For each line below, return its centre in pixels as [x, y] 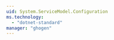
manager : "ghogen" [29, 28]
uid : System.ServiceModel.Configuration [57, 11]
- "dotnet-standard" [37, 22]
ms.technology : [25, 17]
